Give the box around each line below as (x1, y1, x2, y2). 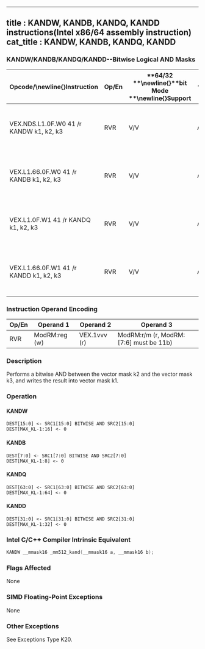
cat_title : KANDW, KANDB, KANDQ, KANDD (6, 37, 176, 48)
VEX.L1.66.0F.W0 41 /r (9, 167, 77, 176)
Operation (6, 392, 37, 401)
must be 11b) (133, 338, 173, 346)
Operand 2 (79, 320, 112, 329)
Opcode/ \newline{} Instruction (9, 82, 99, 91)
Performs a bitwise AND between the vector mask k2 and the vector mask (6, 370, 193, 378)
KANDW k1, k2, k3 (9, 127, 63, 135)
